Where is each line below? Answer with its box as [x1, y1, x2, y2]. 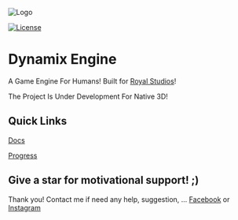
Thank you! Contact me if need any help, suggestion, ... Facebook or [8, 194, 230, 204]
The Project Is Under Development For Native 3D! [8, 91, 169, 101]
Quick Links [8, 114, 68, 128]
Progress [8, 151, 38, 160]
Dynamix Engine [8, 50, 117, 69]
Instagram [8, 203, 41, 212]
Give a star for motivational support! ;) [8, 173, 200, 187]
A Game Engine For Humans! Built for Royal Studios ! [8, 76, 177, 86]
